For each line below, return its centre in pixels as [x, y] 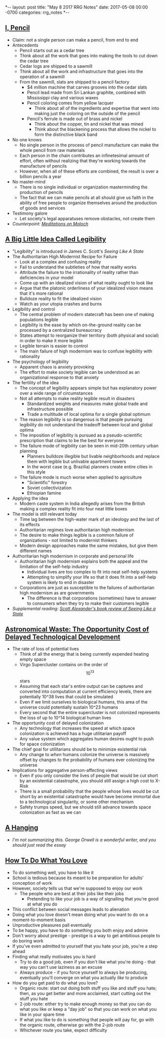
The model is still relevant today [45, 514]
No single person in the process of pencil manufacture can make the [89, 145]
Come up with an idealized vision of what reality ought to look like [86, 283]
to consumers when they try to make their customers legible [88, 603]
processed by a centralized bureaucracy [61, 330]
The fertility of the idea [35, 382]
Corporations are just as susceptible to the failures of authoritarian [87, 587]
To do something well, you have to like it [53, 872]
